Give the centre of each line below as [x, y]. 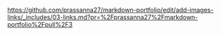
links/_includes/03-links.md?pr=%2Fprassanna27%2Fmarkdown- [103, 17]
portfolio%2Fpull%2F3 [40, 24]
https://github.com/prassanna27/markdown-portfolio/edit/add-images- [110, 10]
